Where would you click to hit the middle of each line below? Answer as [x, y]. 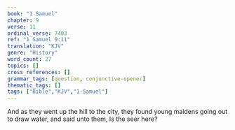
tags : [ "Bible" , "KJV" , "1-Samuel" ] [58, 92]
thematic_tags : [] [34, 85]
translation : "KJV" [36, 46]
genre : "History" [33, 53]
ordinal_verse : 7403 [38, 33]
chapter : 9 [23, 20]
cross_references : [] [39, 72]
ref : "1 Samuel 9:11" [39, 40]
